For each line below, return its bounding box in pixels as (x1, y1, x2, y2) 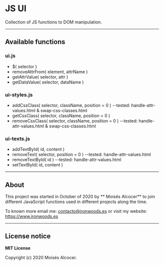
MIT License (5, 245, 31, 251)
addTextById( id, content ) (12, 146, 65, 152)
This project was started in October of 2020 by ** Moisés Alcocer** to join (5, 194, 155, 200)
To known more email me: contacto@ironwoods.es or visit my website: (5, 208, 147, 214)
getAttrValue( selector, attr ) (12, 74, 68, 80)
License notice (5, 232, 51, 241)
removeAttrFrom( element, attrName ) (12, 69, 88, 75)
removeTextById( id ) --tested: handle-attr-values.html (12, 157, 122, 163)
